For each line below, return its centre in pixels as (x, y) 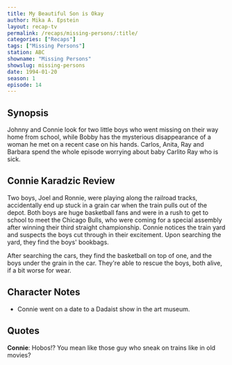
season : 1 (22, 78)
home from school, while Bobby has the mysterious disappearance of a (109, 137)
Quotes (24, 331)
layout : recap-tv (32, 26)
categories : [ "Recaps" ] (42, 40)
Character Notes (44, 292)
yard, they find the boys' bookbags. (58, 242)
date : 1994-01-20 (32, 72)
